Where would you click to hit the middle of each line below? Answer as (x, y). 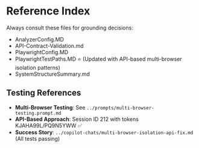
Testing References (44, 93)
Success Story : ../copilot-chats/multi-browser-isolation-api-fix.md (104, 132)
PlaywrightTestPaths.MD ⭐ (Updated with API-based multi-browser (98, 59)
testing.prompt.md (38, 113)
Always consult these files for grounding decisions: (70, 28)
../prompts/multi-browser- (121, 108)
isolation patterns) (37, 67)
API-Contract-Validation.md (49, 46)
